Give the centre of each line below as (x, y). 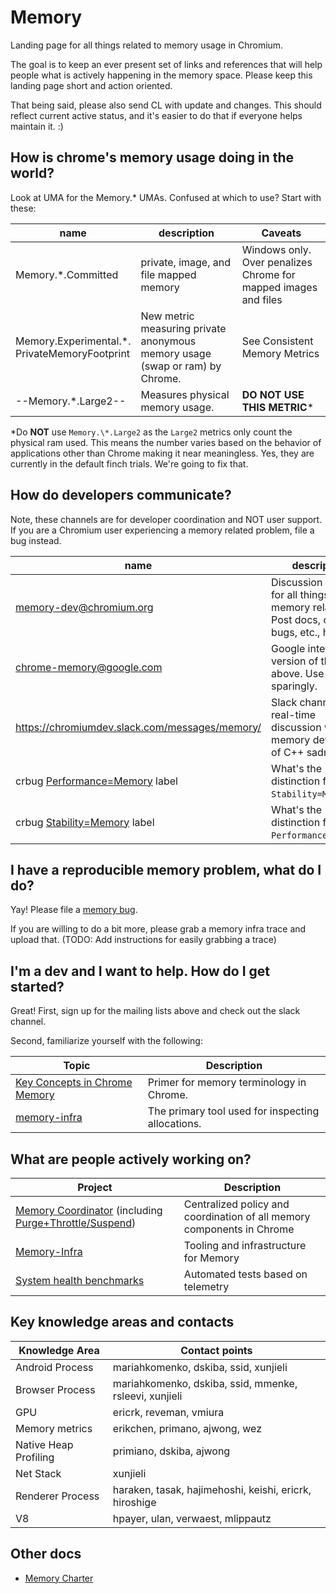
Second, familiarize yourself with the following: (106, 1041)
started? (37, 986)
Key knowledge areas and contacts (122, 1322)
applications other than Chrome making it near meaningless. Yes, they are (162, 453)
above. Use (298, 673)
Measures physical (185, 394)
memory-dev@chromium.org (84, 607)
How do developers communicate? (121, 495)
